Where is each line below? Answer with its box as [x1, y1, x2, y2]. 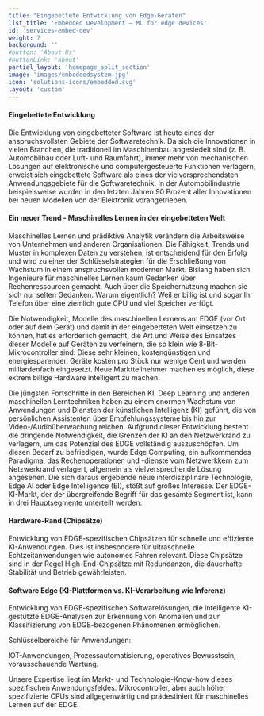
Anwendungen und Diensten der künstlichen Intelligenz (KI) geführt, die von [8, 405, 257, 414]
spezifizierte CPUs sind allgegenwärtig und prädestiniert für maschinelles [8, 691, 249, 701]
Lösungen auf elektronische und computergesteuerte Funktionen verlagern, [8, 161, 256, 171]
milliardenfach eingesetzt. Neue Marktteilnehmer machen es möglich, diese [8, 364, 255, 374]
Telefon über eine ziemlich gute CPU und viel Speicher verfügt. [8, 298, 215, 308]
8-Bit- [198, 339, 219, 348]
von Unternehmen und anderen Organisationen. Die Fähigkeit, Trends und [8, 239, 250, 248]
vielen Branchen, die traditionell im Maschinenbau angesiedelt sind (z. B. [8, 144, 246, 154]
